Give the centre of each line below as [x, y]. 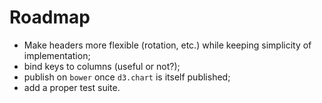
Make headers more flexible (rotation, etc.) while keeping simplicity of [167, 45]
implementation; [57, 55]
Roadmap [50, 17]
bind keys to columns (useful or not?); [102, 66]
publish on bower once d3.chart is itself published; [127, 77]
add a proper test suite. [72, 87]
